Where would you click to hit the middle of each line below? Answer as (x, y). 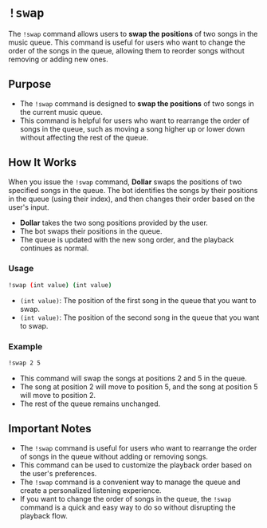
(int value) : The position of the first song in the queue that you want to (138, 300)
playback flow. (43, 515)
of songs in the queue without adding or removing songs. (114, 456)
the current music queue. (61, 112)
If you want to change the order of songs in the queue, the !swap (126, 498)
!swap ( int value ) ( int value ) (60, 285)
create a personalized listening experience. (90, 490)
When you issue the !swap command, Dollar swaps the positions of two (125, 182)
